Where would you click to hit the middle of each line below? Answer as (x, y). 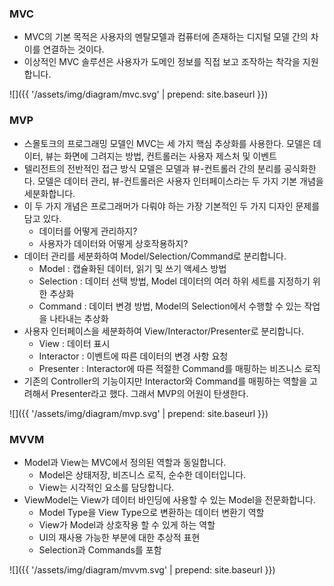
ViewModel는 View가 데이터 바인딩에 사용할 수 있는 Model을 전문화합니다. (169, 499)
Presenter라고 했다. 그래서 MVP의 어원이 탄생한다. (149, 393)
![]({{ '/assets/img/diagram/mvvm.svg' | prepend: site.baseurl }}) (142, 569)
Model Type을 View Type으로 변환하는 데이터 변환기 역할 (151, 512)
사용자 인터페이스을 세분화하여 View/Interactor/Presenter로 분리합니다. (163, 331)
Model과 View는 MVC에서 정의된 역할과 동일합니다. (125, 462)
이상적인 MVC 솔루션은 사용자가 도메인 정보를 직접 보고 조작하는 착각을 (162, 62)
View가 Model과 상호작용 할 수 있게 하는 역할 (127, 524)
